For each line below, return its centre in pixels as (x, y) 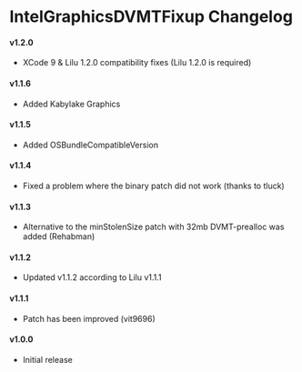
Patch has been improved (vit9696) (89, 318)
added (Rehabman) (59, 236)
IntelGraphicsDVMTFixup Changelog (151, 17)
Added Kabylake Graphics (71, 104)
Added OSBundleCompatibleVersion (91, 145)
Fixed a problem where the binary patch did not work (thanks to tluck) (153, 186)
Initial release (47, 359)
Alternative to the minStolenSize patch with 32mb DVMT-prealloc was (153, 227)
